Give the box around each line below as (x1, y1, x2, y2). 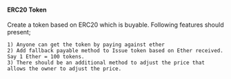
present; (7, 28, 31, 36)
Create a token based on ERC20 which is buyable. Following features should (7, 21, 224, 29)
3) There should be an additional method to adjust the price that (7, 59, 205, 67)
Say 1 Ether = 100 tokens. (7, 54, 85, 60)
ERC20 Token (7, 5, 47, 14)
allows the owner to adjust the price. (7, 65, 122, 72)
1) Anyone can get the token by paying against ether (7, 41, 165, 48)
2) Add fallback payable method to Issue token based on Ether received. (7, 47, 224, 54)
